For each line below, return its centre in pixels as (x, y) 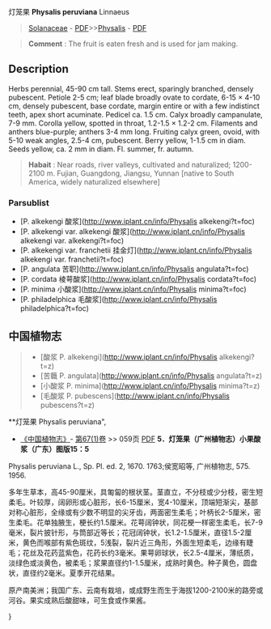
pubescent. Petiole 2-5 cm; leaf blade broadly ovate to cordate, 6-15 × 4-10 (134, 97)
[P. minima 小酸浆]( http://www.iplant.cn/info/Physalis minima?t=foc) (133, 289)
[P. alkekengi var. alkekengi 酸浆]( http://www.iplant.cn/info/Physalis (132, 232)
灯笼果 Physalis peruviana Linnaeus (69, 12)
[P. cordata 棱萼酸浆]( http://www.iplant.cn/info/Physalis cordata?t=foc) (138, 279)
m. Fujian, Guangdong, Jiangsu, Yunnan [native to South (140, 173)
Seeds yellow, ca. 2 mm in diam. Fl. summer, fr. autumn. (101, 149)
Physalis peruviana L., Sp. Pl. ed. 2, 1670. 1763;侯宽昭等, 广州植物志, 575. (129, 466)
